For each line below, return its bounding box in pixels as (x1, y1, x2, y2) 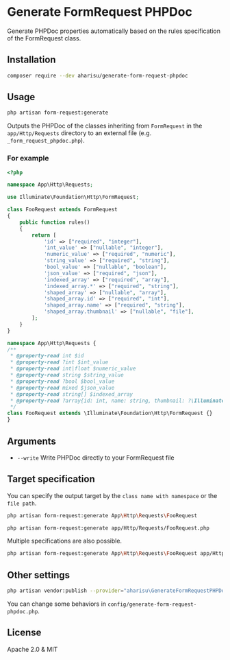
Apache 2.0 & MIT (7, 645, 58, 653)
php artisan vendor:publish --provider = (7, 587, 125, 594)
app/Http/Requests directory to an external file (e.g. (7, 129, 152, 137)
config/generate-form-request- (107, 601, 197, 608)
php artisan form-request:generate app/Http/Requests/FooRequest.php (7, 524, 210, 532)
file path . (7, 499, 37, 507)
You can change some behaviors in (7, 600, 107, 608)
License (7, 627, 42, 639)
